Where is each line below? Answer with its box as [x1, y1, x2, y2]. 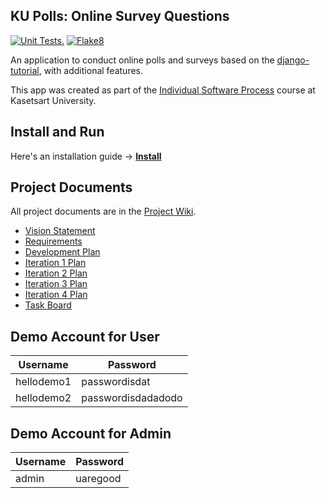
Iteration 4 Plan [24, 289, 88, 301]
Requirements [24, 235, 83, 248]
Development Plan [24, 246, 101, 258]
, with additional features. [38, 64, 143, 76]
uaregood [75, 472, 122, 486]
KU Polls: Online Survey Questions [10, 8, 230, 25]
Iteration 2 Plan [24, 267, 88, 279]
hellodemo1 [15, 375, 72, 389]
